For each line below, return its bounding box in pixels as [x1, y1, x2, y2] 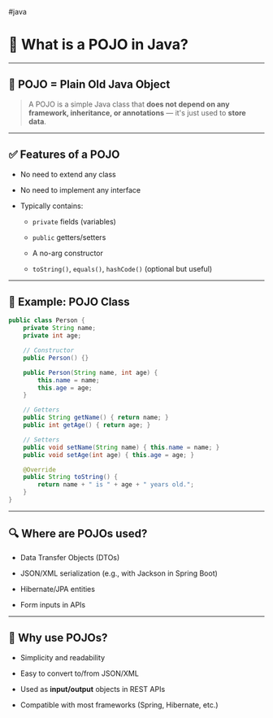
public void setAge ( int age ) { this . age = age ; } [23, 450, 195, 459]
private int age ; [23, 332, 82, 340]
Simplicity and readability [19, 652, 106, 662]
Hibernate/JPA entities [19, 584, 96, 594]
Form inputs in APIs [19, 599, 86, 609]
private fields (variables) [32, 216, 116, 226]
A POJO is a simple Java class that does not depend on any [28, 99, 230, 109]
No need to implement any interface [19, 185, 141, 194]
